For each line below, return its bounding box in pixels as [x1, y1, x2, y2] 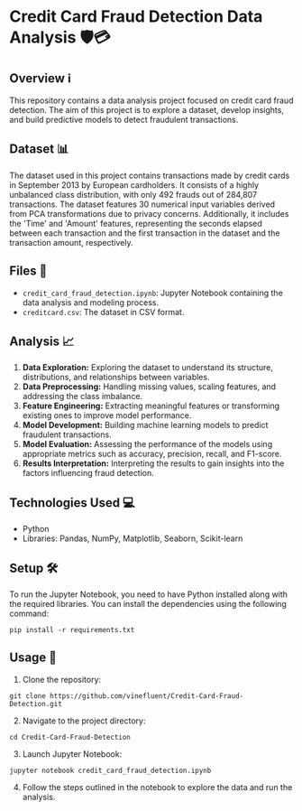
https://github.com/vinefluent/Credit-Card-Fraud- [49, 691, 244, 701]
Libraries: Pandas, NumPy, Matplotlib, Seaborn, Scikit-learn [22, 533, 243, 544]
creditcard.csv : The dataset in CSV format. [22, 306, 185, 317]
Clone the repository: [22, 674, 102, 685]
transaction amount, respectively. [9, 237, 133, 247]
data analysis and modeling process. [22, 296, 160, 308]
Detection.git [9, 699, 63, 708]
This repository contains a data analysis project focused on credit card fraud [9, 95, 294, 106]
